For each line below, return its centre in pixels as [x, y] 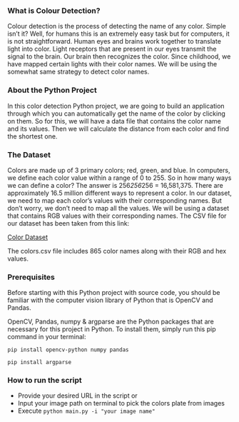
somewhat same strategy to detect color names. [78, 72]
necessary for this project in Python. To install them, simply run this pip [112, 329]
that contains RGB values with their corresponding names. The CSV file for [117, 216]
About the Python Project [52, 90]
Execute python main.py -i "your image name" [86, 411]
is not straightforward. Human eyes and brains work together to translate [114, 41]
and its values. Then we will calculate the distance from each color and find [118, 129]
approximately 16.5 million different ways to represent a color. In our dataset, [119, 193]
